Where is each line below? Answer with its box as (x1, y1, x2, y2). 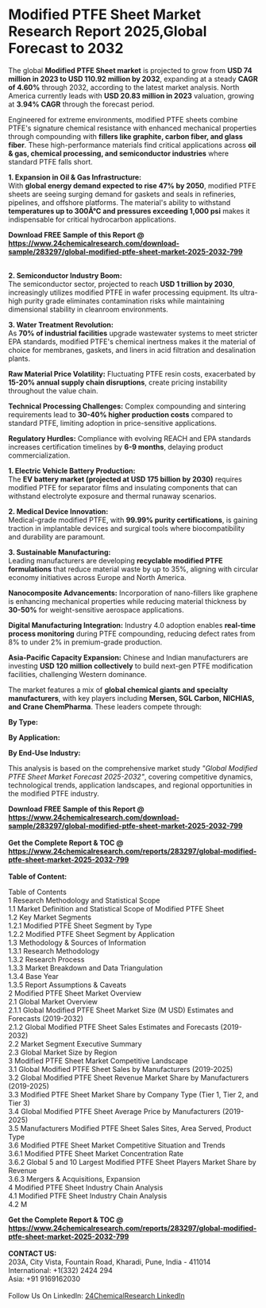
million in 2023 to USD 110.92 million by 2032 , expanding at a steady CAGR (8, 74, 258, 83)
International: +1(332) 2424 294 (8, 1265, 113, 1275)
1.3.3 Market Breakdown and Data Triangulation (8, 963, 164, 973)
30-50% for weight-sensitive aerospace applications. (8, 605, 184, 614)
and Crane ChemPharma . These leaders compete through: (8, 702, 202, 711)
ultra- (239, 288, 258, 297)
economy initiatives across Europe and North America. (8, 572, 187, 582)
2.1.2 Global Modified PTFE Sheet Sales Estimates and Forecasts (8, 1022, 219, 1031)
